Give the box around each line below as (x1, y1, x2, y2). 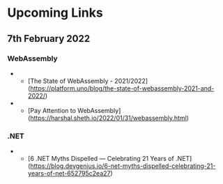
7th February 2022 (7, 33, 91, 45)
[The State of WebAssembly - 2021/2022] (27, 77, 148, 85)
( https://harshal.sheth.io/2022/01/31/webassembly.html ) (27, 114, 190, 122)
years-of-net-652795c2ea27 (27, 169, 111, 178)
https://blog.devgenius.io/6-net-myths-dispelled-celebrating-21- (30, 162, 216, 170)
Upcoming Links (7, 5, 103, 21)
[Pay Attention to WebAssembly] (27, 106, 121, 114)
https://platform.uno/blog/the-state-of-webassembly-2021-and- (30, 84, 215, 92)
